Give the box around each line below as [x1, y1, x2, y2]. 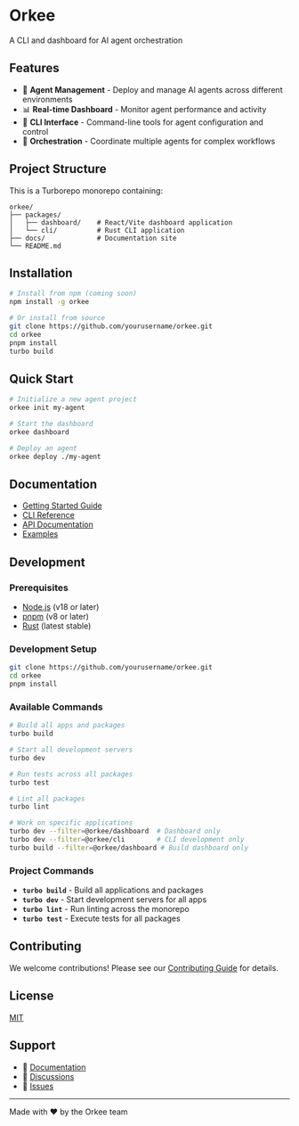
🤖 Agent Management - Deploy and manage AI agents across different [21, 84, 283, 95]
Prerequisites [9, 581, 69, 594]
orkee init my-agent [9, 403, 86, 413]
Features [9, 61, 60, 76]
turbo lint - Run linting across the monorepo [21, 904, 190, 915]
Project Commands [9, 864, 94, 876]
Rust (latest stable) [21, 621, 92, 631]
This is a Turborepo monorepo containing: [9, 185, 163, 196]
